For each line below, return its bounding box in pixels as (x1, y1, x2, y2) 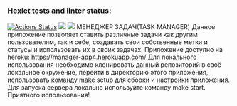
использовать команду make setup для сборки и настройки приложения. (7, 75, 230, 84)
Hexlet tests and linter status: (7, 6, 112, 16)
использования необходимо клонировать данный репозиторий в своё (7, 60, 222, 69)
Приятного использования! (7, 91, 90, 100)
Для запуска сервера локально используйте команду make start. (7, 83, 206, 92)
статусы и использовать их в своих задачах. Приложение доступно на (7, 46, 223, 54)
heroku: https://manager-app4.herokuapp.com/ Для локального (7, 53, 197, 62)
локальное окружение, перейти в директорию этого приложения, (7, 68, 209, 77)
